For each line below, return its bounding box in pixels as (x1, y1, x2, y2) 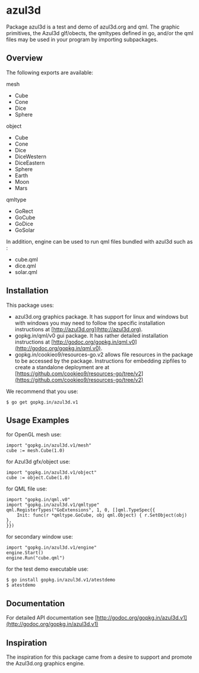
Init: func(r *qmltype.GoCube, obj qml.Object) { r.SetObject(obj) (17, 512, 187, 518)
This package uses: (6, 301, 55, 309)
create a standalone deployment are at (14, 363, 110, 370)
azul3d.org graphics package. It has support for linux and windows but (14, 313, 188, 320)
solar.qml (14, 268, 37, 275)
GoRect (14, 207, 34, 215)
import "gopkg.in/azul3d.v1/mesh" (6, 442, 92, 449)
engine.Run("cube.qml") (6, 555, 65, 561)
